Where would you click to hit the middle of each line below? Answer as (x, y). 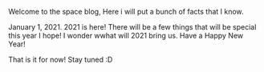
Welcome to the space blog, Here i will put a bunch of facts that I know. (126, 12)
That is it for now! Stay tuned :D (61, 60)
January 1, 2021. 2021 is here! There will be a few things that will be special (132, 27)
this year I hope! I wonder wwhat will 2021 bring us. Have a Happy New (126, 36)
